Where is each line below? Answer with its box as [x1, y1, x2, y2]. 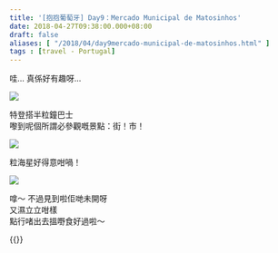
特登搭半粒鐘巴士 [9, 110, 74, 121]
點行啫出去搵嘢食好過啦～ [9, 216, 105, 227]
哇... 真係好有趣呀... [9, 73, 82, 84]
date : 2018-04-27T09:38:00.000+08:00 [9, 22, 153, 31]
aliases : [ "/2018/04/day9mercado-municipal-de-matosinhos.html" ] [9, 38, 271, 48]
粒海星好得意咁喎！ [9, 157, 82, 168]
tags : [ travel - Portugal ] [9, 47, 116, 56]
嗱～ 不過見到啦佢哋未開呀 [9, 193, 107, 204]
